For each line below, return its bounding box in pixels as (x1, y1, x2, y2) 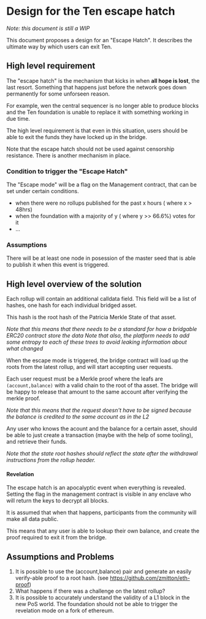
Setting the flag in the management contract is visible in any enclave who (6, 490, 191, 498)
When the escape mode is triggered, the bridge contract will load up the (6, 357, 189, 364)
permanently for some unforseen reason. (6, 90, 110, 97)
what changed (6, 345, 44, 352)
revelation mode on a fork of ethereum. (15, 607, 115, 614)
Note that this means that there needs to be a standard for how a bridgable (6, 325, 197, 333)
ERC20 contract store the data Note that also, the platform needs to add (6, 332, 190, 340)
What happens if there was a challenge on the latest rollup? (15, 587, 166, 595)
